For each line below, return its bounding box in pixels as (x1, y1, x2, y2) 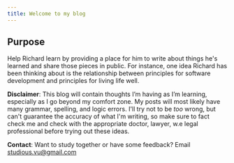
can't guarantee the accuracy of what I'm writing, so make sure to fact (7, 112, 210, 121)
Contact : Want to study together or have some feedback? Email (7, 141, 191, 149)
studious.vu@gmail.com (7, 148, 77, 157)
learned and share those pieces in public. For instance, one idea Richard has (7, 62, 228, 70)
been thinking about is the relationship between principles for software (7, 69, 211, 77)
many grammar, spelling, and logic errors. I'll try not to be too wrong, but (7, 105, 217, 114)
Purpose (7, 36, 45, 48)
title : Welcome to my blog (7, 10, 86, 17)
